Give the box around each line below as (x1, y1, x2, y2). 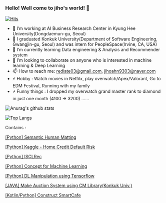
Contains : (5, 125, 26, 131)
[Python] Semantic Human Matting (5, 134, 76, 140)
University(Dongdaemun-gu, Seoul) (12, 31, 86, 37)
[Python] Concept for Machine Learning (5, 163, 87, 169)
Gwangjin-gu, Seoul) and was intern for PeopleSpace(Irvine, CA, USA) (12, 41, 157, 47)
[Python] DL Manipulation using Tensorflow (5, 173, 95, 179)
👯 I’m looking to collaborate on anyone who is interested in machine (12, 57, 152, 63)
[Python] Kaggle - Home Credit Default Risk (5, 144, 95, 150)
